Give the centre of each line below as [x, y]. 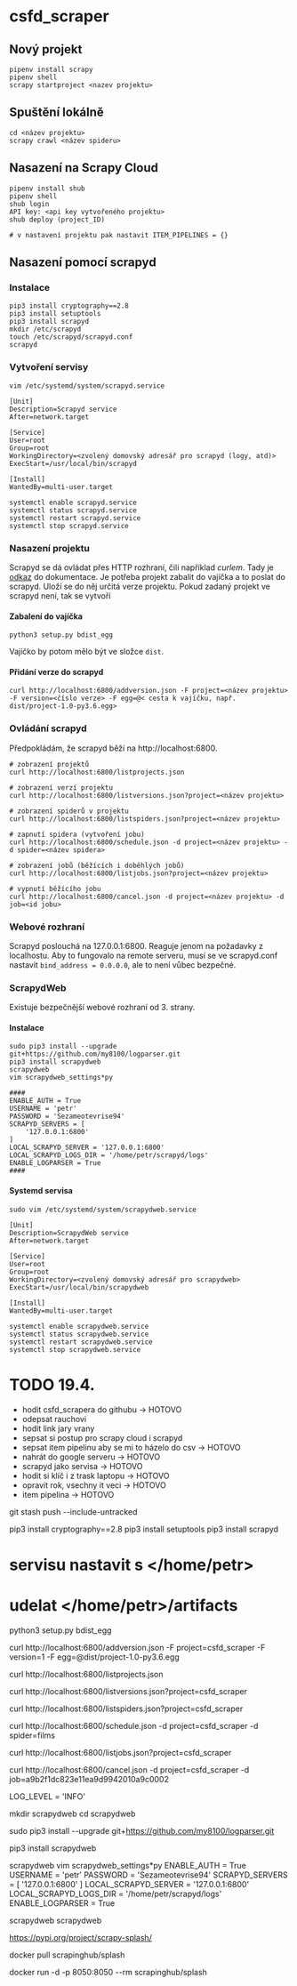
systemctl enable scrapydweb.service [79, 1326]
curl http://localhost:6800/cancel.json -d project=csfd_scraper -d [129, 1769]
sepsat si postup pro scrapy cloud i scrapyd [102, 1437]
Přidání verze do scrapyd [56, 671]
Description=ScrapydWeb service [69, 1233]
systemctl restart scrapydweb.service [81, 1342]
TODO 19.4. [52, 1384]
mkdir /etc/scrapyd [45, 330]
